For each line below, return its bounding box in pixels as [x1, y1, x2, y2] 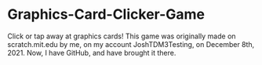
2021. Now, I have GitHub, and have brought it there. [7, 48, 176, 57]
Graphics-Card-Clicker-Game [7, 5, 206, 23]
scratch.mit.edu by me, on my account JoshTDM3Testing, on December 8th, [7, 39, 255, 49]
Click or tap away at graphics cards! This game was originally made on [7, 31, 236, 41]
